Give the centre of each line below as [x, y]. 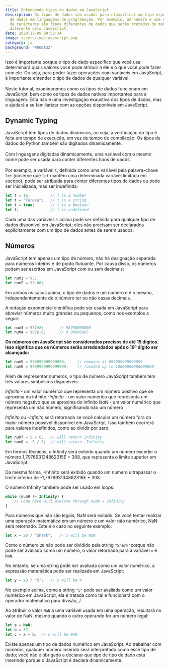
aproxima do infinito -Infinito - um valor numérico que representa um [76, 397]
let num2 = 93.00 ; [24, 283]
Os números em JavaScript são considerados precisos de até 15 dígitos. [82, 342]
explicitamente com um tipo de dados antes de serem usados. [70, 230]
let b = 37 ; [18, 630]
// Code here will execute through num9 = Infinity [69, 501]
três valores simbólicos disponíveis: [42, 381]
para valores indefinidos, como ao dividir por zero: [57, 428]
